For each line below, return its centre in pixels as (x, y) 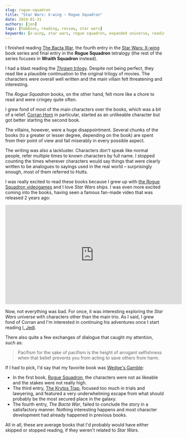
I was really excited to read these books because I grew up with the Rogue (82, 182)
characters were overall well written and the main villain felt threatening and (84, 79)
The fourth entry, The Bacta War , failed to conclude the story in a (80, 404)
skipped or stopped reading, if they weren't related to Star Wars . (72, 430)
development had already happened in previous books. (70, 415)
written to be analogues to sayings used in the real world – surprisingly (79, 166)
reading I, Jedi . (21, 327)
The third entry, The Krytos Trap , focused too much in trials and (79, 388)
